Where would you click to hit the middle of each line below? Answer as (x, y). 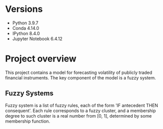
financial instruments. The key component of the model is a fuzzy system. (81, 77)
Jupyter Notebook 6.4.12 (37, 39)
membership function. (28, 121)
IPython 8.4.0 (26, 33)
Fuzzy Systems (29, 94)
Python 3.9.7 (25, 23)
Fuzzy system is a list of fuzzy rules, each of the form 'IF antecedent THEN (82, 105)
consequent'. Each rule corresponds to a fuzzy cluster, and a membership (81, 111)
